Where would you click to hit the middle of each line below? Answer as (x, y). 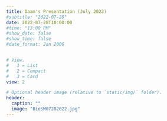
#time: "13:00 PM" (29, 28)
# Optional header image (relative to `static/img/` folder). (84, 93)
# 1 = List (22, 65)
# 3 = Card (22, 76)
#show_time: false (29, 39)
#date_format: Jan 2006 (35, 45)
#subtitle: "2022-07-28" (37, 17)
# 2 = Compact (26, 71)
